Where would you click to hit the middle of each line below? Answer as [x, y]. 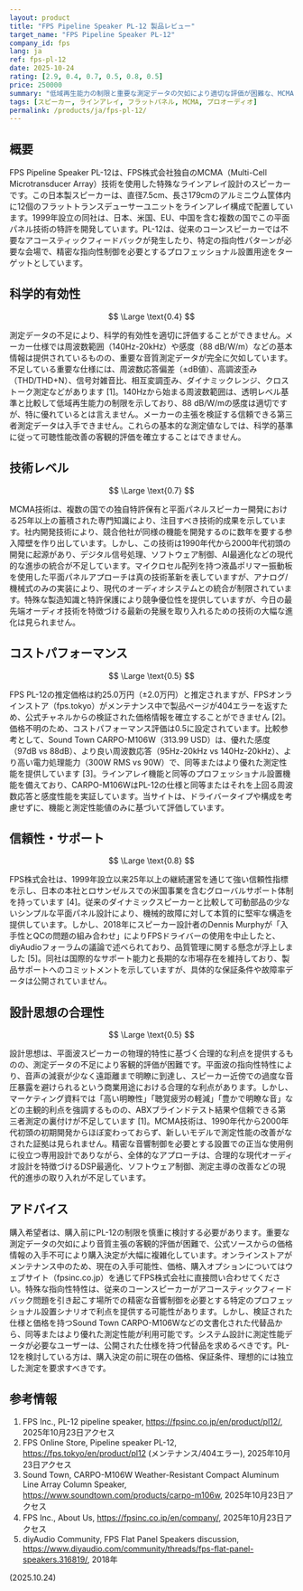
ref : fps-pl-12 [38, 60]
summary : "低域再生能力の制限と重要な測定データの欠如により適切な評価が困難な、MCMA [152, 93]
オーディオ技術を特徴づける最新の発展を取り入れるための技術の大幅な [155, 610]
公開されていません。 [73, 981]
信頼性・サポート [57, 838]
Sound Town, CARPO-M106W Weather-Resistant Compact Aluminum [151, 1474]
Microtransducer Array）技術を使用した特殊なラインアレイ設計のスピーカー [150, 184]
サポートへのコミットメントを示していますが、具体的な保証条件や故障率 [151, 970]
